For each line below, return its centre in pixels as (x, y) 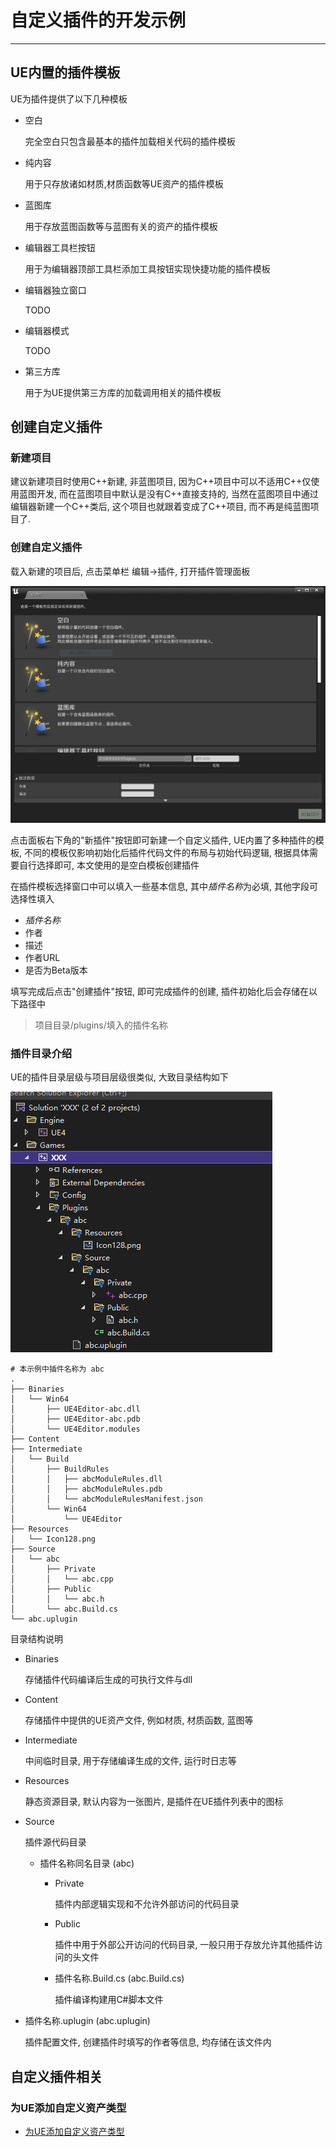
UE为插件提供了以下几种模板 (69, 98)
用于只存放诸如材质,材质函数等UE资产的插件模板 (124, 183)
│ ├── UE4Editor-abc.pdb (75, 1419)
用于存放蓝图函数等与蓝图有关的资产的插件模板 (121, 226)
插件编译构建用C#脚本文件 (109, 2000)
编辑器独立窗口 (55, 290)
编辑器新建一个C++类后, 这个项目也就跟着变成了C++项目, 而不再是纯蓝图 (160, 507)
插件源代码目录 (55, 1842)
